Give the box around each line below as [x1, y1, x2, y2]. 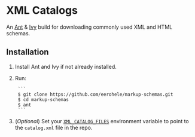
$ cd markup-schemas [17, 96, 69, 102]
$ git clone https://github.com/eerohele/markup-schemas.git [17, 91, 173, 98]
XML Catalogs [6, 4, 78, 17]
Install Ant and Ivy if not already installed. [14, 63, 117, 70]
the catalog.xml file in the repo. [14, 124, 93, 131]
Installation [6, 47, 49, 57]
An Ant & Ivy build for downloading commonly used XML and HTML [6, 23, 173, 31]
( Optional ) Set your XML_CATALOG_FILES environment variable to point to [14, 117, 190, 124]
